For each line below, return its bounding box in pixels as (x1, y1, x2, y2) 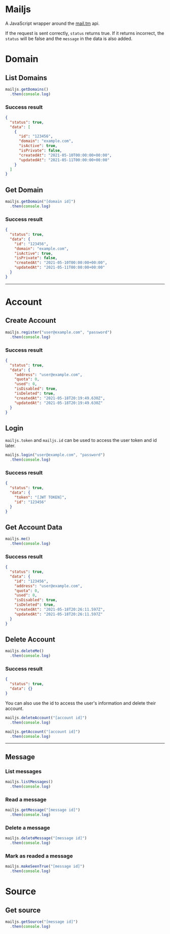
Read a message (5, 796, 47, 803)
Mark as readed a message (5, 852, 73, 860)
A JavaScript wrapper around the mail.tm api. (5, 20, 100, 26)
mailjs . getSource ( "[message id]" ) (5, 919, 78, 924)
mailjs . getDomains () (5, 87, 49, 92)
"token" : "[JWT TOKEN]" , (14, 495, 67, 500)
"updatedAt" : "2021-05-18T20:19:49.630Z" (14, 400, 103, 405)
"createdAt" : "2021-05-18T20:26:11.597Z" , (14, 607, 105, 612)
